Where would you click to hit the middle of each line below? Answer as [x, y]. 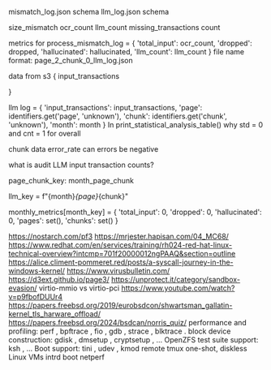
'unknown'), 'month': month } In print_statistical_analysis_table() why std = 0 [136, 125]
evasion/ [23, 288]
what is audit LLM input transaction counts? [81, 165]
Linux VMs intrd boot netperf [57, 357]
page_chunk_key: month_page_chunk [71, 181]
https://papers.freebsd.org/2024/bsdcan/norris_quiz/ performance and [128, 323]
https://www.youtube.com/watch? [178, 288]
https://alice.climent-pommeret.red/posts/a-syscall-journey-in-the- [121, 262]
